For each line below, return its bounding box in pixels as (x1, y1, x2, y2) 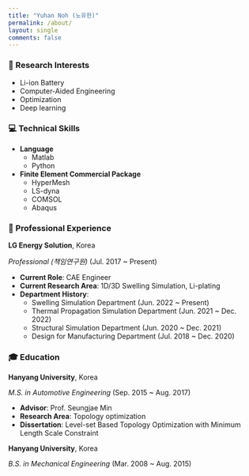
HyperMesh (31, 177, 70, 187)
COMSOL (31, 195, 62, 204)
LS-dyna (31, 186, 60, 195)
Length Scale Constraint (19, 429, 99, 438)
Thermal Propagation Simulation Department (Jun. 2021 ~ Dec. (31, 306, 237, 316)
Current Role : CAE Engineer (19, 273, 111, 282)
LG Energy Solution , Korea (8, 240, 96, 250)
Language (19, 144, 54, 153)
